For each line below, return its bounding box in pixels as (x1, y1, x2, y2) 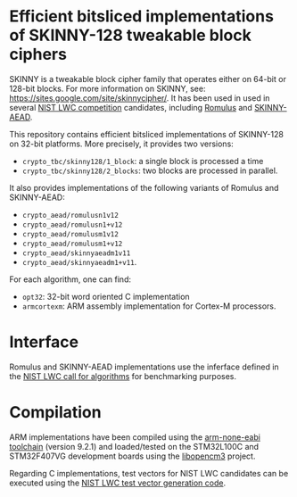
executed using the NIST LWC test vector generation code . (9, 477, 226, 488)
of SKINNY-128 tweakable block (9, 25, 252, 46)
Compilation (9, 402, 102, 423)
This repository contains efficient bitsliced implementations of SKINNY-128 (9, 128, 284, 139)
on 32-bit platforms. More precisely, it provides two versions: (9, 138, 234, 149)
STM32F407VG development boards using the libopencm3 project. (9, 451, 256, 461)
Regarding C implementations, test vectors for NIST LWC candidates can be (9, 468, 289, 478)
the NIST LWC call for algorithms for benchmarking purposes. (9, 370, 237, 381)
